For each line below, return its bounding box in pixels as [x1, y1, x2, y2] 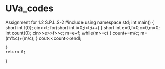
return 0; [5, 49, 26, 54]
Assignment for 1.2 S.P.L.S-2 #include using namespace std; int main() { [5, 19, 154, 25]
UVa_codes [5, 3, 54, 14]
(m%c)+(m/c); [5, 35, 35, 41]
